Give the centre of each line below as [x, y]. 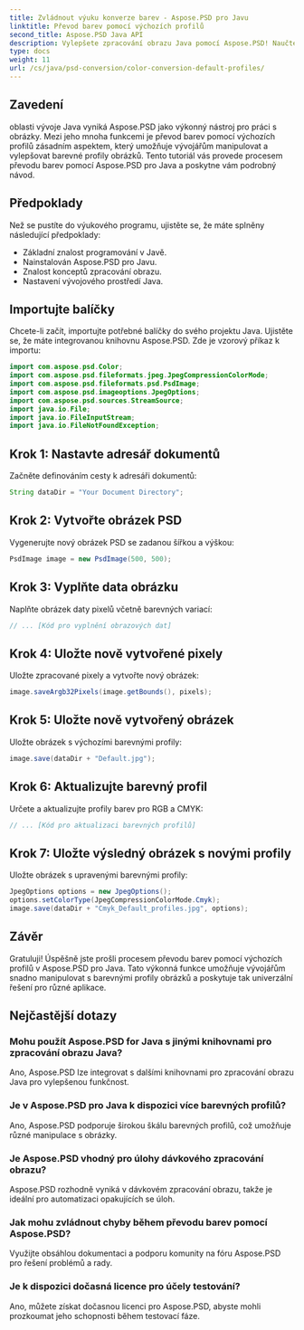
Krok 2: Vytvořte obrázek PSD [96, 521]
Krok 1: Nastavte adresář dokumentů [115, 454]
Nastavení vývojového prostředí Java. [93, 280]
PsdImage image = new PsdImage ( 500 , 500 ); [90, 559]
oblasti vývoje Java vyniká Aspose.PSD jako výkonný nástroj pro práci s [143, 127]
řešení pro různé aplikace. [58, 987]
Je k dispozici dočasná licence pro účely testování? [125, 1287]
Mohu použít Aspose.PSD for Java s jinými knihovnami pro [141, 1041]
